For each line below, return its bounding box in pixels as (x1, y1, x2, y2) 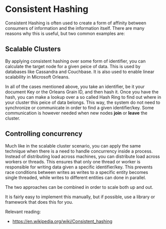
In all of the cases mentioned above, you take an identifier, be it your (5, 83, 145, 89)
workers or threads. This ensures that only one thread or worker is (5, 158, 141, 164)
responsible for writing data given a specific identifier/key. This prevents (5, 164, 153, 170)
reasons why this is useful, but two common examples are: (5, 30, 125, 36)
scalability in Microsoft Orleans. (5, 74, 70, 80)
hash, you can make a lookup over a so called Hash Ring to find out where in (5, 94, 162, 100)
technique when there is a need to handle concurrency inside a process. (5, 148, 153, 154)
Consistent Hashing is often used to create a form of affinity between (5, 20, 146, 26)
